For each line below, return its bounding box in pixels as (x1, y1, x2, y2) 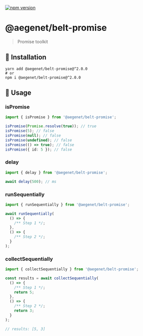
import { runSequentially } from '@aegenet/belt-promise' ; (5, 202, 130, 207)
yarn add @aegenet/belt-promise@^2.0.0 (5, 66, 88, 71)
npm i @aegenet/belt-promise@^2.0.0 (5, 75, 81, 80)
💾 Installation (5, 53, 47, 62)
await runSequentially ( (5, 211, 55, 216)
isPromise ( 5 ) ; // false (5, 129, 55, 134)
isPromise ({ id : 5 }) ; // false (5, 147, 72, 152)
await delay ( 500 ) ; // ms (5, 179, 57, 184)
